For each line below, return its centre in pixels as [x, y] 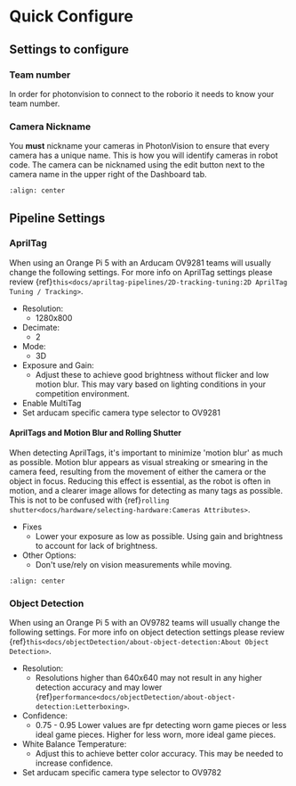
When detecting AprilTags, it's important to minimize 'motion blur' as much [146, 453]
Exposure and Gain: [58, 365]
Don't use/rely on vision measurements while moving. [134, 565]
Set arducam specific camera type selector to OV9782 [122, 773]
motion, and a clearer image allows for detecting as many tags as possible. [146, 491]
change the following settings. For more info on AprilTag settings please [141, 272]
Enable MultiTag [52, 403]
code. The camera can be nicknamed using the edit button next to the [137, 165]
